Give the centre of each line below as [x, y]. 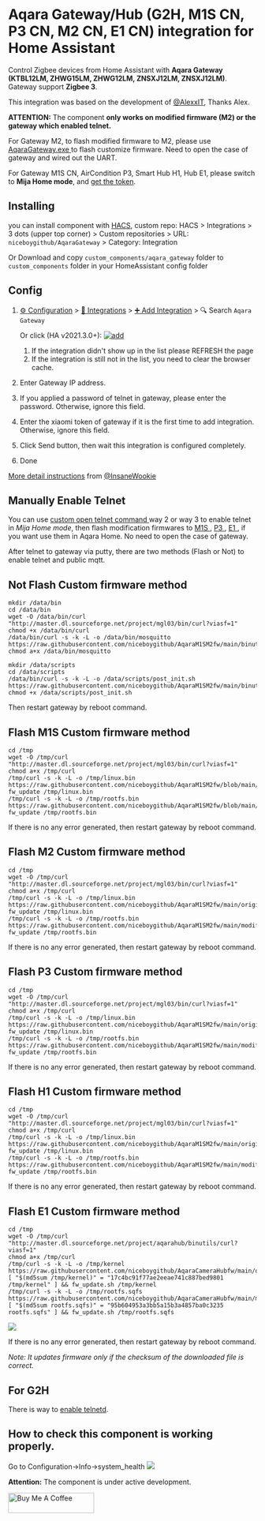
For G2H [29, 1390]
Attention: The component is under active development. [100, 1482]
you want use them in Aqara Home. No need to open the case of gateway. [128, 536]
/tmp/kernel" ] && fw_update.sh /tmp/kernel [82, 1285]
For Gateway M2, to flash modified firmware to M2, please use [110, 140]
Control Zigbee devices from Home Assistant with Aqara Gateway [116, 69]
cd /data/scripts [37, 672]
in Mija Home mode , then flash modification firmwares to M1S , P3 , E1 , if [127, 528]
